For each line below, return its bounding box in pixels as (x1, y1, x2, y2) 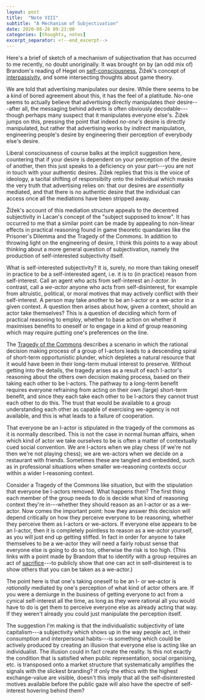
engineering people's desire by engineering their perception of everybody (6, 131, 193, 138)
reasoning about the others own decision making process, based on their (6, 374, 190, 380)
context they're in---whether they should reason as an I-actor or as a (6, 501, 180, 508)
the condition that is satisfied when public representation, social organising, (6, 655, 196, 661)
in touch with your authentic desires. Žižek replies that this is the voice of (6, 169, 190, 176)
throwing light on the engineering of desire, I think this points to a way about (6, 239, 198, 246)
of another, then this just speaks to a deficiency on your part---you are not (6, 163, 194, 169)
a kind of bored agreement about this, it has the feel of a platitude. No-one (6, 92, 193, 99)
